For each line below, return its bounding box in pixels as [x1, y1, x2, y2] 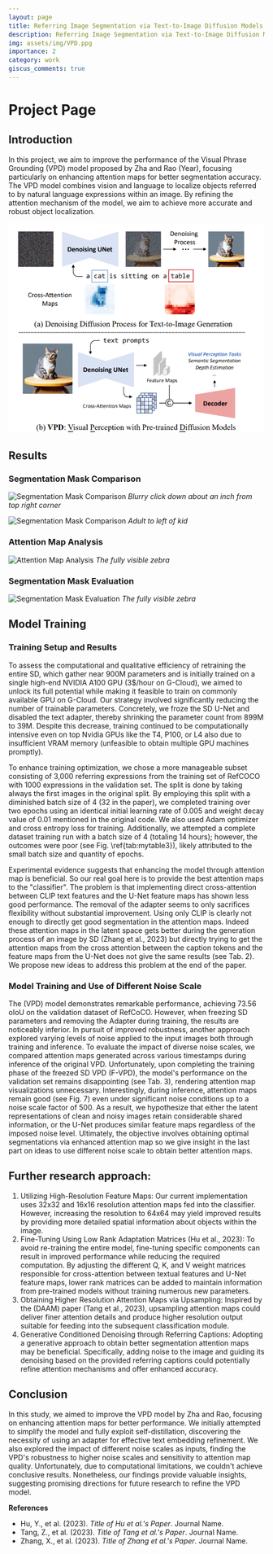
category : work [8, 56, 60, 64]
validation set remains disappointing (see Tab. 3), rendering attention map [8, 1076, 256, 1086]
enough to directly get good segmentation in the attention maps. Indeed [8, 917, 249, 926]
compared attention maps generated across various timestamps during [8, 1050, 246, 1060]
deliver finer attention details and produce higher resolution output [19, 1311, 244, 1322]
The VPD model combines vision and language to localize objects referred [8, 180, 258, 190]
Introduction [8, 133, 73, 147]
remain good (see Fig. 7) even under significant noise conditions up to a [8, 1093, 249, 1103]
